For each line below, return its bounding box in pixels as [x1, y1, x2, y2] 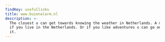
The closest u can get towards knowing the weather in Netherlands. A [9, 20, 157, 26]
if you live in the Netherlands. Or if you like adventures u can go [9, 25, 155, 30]
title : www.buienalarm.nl [5, 12, 58, 16]
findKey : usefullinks [5, 7, 50, 12]
